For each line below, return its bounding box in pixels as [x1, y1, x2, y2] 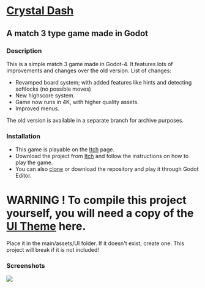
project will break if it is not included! [6, 246, 100, 254]
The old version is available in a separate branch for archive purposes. [6, 116, 184, 124]
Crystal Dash [6, 4, 74, 18]
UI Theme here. [6, 219, 86, 233]
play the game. [15, 159, 53, 166]
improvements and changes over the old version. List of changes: [6, 67, 171, 74]
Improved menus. [15, 105, 60, 112]
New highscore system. [15, 91, 75, 99]
